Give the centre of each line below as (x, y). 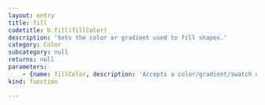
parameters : (28, 67)
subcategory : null (38, 52)
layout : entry (32, 15)
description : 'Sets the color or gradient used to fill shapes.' (118, 37)
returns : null (32, 60)
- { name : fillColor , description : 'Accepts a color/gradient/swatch (137, 74)
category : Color (35, 45)
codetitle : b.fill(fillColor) (58, 30)
